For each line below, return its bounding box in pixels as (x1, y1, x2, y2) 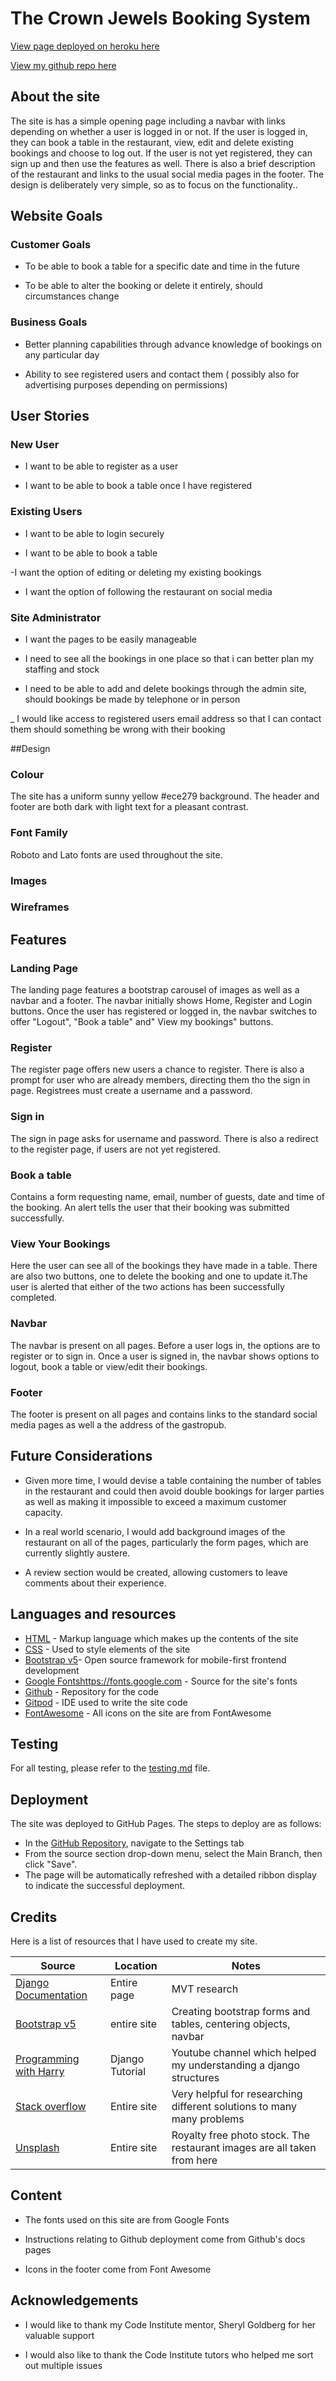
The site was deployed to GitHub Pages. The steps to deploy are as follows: (10, 1818, 322, 1830)
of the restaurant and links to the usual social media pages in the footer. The (10, 168, 325, 180)
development (24, 1664, 80, 1676)
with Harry (15, 2064, 65, 2078)
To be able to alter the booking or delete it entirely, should (24, 280, 263, 292)
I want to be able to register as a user (24, 460, 179, 472)
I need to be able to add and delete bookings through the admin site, (24, 683, 307, 695)
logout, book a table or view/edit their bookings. (10, 1360, 208, 1372)
